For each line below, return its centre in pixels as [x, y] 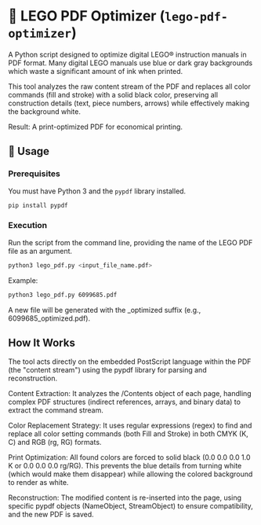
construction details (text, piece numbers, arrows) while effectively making [129, 103]
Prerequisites [34, 174]
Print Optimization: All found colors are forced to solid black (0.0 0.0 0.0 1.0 [129, 457]
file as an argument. [40, 251]
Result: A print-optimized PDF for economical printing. [95, 127]
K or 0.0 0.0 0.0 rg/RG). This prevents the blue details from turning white [125, 466]
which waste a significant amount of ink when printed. [96, 71]
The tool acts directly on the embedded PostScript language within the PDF [130, 362]
